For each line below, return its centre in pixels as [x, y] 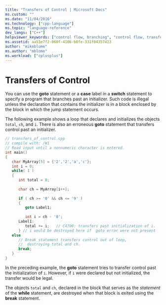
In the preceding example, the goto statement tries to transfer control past [81, 267]
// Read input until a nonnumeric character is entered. [65, 148]
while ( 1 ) [23, 171]
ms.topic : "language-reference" [38, 28]
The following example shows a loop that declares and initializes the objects [83, 119]
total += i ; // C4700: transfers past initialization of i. [90, 226]
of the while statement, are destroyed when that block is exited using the [80, 293]
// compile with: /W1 [27, 143]
